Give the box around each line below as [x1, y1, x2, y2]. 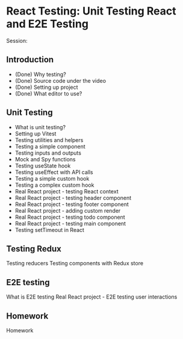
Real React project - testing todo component [14, 213, 125, 221]
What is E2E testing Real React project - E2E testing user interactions [6, 293, 178, 300]
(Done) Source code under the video [14, 77, 107, 84]
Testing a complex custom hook [14, 181, 95, 189]
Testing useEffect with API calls [14, 168, 93, 176]
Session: [6, 37, 28, 44]
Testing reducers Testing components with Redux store [6, 260, 143, 267]
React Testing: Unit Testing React [6, 4, 176, 18]
